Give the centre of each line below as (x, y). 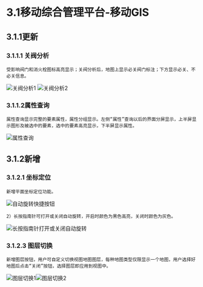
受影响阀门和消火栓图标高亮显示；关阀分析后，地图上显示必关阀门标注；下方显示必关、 (99, 69)
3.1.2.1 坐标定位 (29, 178)
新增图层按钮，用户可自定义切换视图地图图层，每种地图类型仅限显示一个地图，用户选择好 (101, 260)
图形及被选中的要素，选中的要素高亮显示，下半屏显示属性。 (74, 126)
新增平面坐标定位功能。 (31, 192)
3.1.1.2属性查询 (28, 105)
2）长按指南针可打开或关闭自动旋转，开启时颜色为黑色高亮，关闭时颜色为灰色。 (91, 216)
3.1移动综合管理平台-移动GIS (78, 12)
